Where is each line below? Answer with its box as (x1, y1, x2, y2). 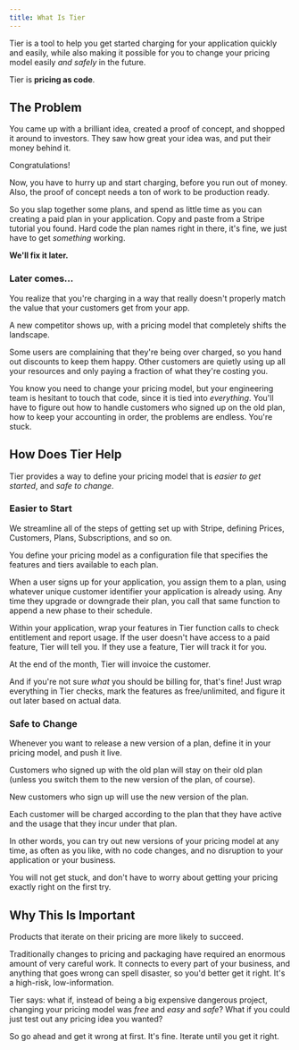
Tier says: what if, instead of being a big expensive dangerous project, (9, 995, 268, 1005)
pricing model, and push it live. (9, 747, 122, 758)
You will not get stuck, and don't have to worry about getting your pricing (9, 872, 278, 883)
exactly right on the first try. (9, 882, 112, 892)
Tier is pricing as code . (9, 73, 96, 85)
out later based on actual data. (9, 695, 122, 705)
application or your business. (9, 855, 116, 866)
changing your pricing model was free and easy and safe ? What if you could (9, 1003, 290, 1014)
